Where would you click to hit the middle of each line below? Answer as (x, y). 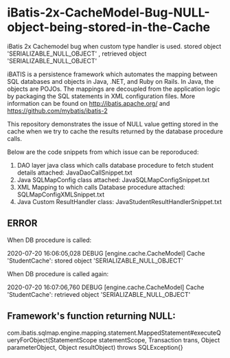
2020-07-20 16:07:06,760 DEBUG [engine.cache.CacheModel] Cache (106, 287)
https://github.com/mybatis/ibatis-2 (57, 111)
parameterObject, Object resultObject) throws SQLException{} (95, 347)
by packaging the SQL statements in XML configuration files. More (101, 96)
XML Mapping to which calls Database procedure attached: (101, 187)
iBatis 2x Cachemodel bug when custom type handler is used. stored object (114, 46)
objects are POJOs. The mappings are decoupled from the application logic (114, 89)
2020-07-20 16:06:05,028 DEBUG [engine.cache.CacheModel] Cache (106, 253)
